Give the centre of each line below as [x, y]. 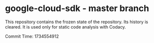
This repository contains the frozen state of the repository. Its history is [77, 22]
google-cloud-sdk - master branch [77, 8]
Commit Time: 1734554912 [32, 36]
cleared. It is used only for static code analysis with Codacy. [66, 27]
